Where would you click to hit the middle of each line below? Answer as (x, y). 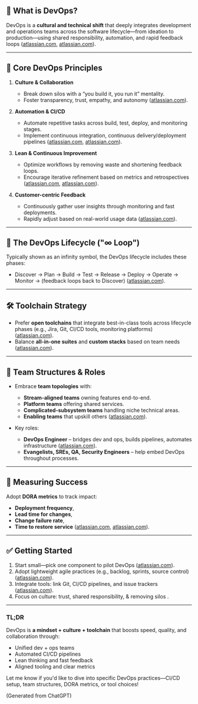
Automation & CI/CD (40, 111)
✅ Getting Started (39, 551)
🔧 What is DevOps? (42, 11)
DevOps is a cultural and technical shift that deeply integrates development (99, 25)
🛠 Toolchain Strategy (47, 305)
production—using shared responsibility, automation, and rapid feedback (95, 37)
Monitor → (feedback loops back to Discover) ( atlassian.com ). (90, 281)
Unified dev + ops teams (44, 647)
